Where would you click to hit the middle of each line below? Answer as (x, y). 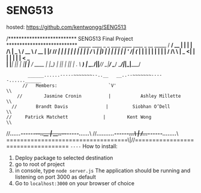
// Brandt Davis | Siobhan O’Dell (91, 106)
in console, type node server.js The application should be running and (103, 170)
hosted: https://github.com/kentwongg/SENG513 (66, 27)
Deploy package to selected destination (64, 158)
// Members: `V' (69, 85)
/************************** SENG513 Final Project (70, 38)
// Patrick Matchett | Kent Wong (79, 117)
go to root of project (40, 164)
